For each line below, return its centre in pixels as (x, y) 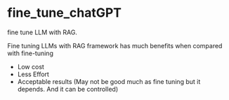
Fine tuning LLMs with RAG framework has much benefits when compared (115, 45)
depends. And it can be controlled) (67, 89)
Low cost (31, 66)
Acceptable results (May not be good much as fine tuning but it (109, 81)
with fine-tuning (31, 53)
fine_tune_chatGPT (64, 13)
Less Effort (33, 74)
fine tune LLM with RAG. (42, 32)
